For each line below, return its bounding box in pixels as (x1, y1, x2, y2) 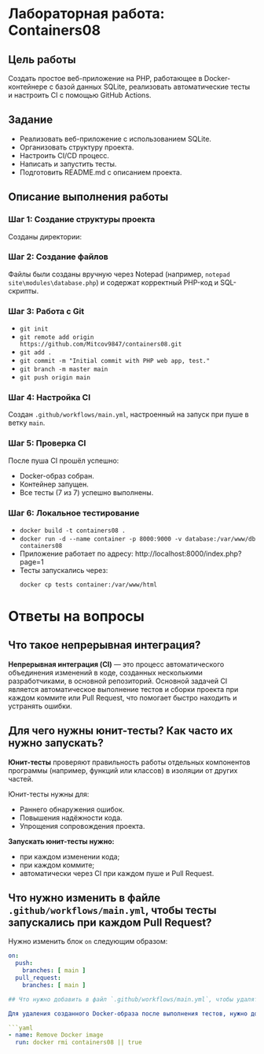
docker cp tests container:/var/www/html (19, 580, 157, 589)
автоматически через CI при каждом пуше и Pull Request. (19, 868, 214, 878)
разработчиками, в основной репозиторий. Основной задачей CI (8, 676, 228, 686)
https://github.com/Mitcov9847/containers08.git (19, 340, 182, 349)
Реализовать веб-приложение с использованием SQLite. (19, 134, 212, 143)
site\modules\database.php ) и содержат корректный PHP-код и (8, 277, 218, 287)
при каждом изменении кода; (19, 852, 120, 861)
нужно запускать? (8, 737, 104, 750)
